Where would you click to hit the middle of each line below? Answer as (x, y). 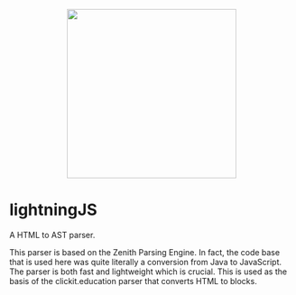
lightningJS (53, 210)
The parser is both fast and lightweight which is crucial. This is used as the (148, 272)
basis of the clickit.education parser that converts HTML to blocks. (133, 281)
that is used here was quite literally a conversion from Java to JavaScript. (146, 262)
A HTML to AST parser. (52, 235)
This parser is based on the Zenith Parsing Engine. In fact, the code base (145, 252)
